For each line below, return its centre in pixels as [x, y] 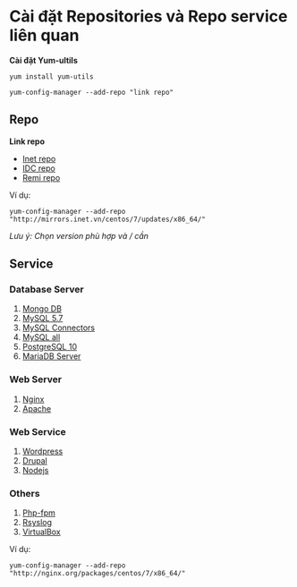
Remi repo [41, 177]
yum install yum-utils [51, 77]
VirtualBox [41, 532]
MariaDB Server [51, 356]
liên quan [44, 35]
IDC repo [38, 168]
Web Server [36, 379]
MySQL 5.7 [42, 319]
